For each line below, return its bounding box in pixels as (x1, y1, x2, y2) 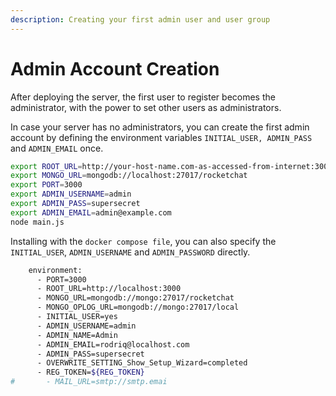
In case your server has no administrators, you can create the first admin (10, 121, 310, 133)
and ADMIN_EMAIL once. (10, 142, 104, 154)
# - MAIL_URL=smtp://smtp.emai (10, 377, 168, 387)
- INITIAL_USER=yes (36, 312, 118, 322)
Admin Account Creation (10, 57, 220, 80)
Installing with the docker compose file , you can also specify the (10, 235, 277, 247)
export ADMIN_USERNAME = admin (10, 189, 132, 200)
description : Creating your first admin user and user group (10, 14, 271, 25)
